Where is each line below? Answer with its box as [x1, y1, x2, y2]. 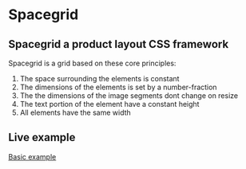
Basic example [8, 151, 57, 161]
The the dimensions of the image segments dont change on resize [19, 91, 239, 100]
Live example [8, 131, 76, 144]
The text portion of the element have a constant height [19, 100, 200, 108]
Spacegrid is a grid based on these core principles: [8, 58, 177, 68]
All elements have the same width [19, 108, 132, 117]
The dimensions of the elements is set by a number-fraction [19, 82, 217, 92]
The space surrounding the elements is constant [19, 74, 180, 83]
